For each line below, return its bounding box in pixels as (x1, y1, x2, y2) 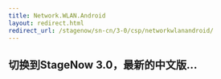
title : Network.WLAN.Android (8, 11, 106, 20)
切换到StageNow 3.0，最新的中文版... (8, 57, 198, 72)
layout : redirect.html (8, 19, 84, 27)
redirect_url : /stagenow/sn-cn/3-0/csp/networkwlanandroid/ (8, 26, 215, 34)
